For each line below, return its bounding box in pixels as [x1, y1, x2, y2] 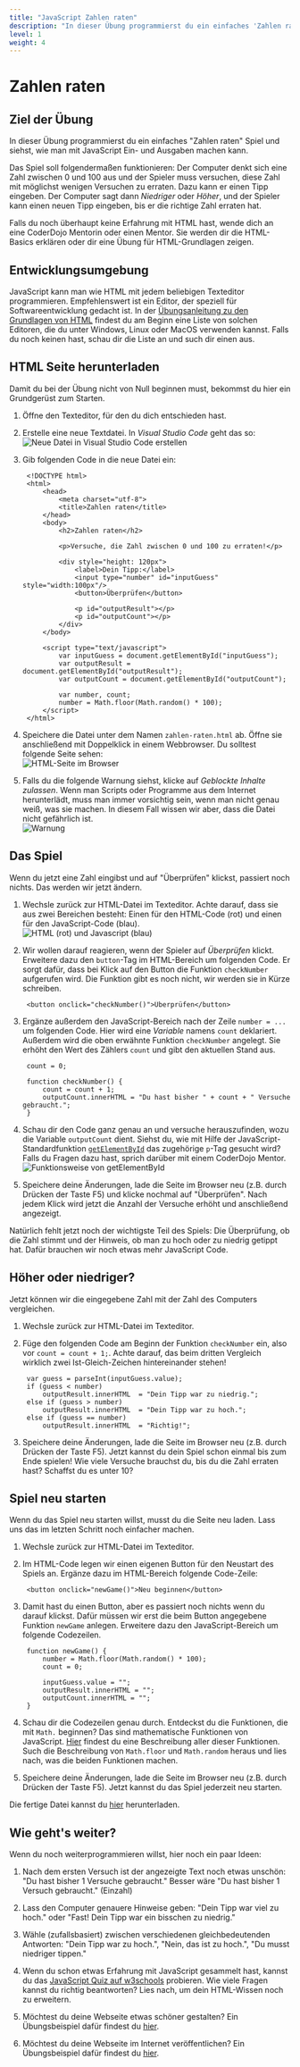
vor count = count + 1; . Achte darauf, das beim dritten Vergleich [21, 1347, 262, 1358]
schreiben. [21, 983, 62, 993]
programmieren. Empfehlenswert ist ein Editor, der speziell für [9, 296, 237, 306]
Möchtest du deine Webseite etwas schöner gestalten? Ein [21, 2012, 238, 2022]
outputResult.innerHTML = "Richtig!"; [42, 1421, 191, 1430]
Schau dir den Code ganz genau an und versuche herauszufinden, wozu [21, 1124, 289, 1134]
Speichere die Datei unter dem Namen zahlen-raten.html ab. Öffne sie [21, 729, 283, 740]
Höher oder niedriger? [9, 1270, 136, 1285]
